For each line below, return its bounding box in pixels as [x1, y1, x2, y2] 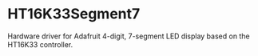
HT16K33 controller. [7, 39, 73, 49]
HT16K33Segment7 [7, 5, 141, 23]
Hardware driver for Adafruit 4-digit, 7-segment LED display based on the [7, 31, 250, 41]
